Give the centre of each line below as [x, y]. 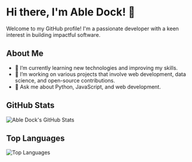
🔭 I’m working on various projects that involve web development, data [100, 74]
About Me [25, 54]
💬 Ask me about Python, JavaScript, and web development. [88, 87]
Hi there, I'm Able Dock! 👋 [71, 12]
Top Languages [35, 138]
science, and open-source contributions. [65, 80]
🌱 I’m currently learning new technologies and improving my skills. [96, 68]
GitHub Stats [30, 105]
